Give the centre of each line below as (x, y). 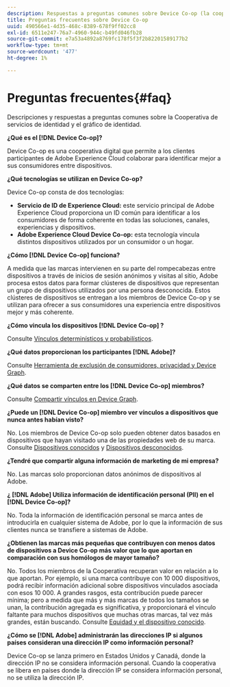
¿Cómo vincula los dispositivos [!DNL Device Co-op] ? (86, 325)
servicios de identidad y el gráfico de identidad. (74, 124)
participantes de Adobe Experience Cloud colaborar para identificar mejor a (114, 158)
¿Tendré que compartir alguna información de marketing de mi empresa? (113, 461)
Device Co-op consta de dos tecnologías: (66, 192)
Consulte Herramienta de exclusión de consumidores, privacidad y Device (112, 365)
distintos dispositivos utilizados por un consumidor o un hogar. (105, 241)
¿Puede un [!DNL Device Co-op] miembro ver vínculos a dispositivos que (113, 412)
